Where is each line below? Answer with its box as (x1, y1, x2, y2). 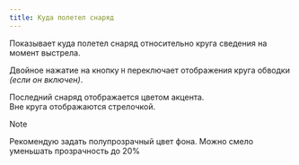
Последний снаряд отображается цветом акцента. (9, 91, 205, 102)
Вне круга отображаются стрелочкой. (9, 100, 155, 112)
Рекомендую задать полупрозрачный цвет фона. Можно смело (9, 135, 254, 146)
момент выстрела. (9, 47, 81, 58)
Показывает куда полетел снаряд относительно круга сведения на (9, 38, 268, 48)
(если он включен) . (9, 74, 84, 85)
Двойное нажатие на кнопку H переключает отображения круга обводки (9, 65, 290, 75)
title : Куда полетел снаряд (9, 13, 115, 22)
